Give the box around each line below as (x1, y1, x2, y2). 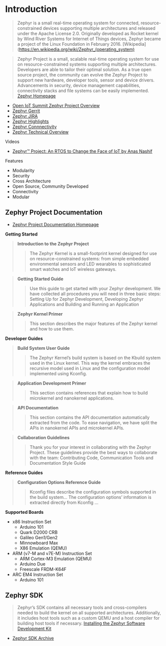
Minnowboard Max (19, 540, 58, 546)
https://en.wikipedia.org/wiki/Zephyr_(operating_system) (19, 46, 135, 52)
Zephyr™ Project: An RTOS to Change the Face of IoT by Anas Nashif (12, 148, 153, 154)
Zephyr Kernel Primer (17, 311, 63, 317)
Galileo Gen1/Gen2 (19, 534, 58, 540)
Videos (5, 138, 20, 145)
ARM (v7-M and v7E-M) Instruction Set (12, 550, 92, 556)
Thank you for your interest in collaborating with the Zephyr (29, 444, 151, 450)
